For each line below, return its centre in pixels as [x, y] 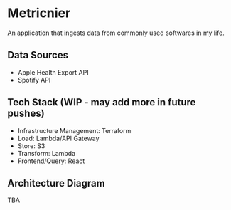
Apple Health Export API [53, 72]
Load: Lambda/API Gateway [58, 138]
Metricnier [39, 13]
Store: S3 [31, 146]
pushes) [26, 114]
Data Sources [38, 55]
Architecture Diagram [56, 183]
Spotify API [34, 80]
